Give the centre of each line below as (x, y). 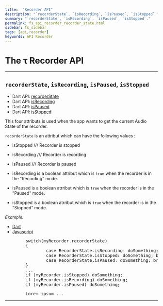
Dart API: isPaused (31, 106)
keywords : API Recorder (29, 37)
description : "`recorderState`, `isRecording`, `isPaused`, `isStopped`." (82, 14)
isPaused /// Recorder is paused (44, 164)
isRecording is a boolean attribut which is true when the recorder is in (82, 173)
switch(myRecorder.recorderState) (66, 241)
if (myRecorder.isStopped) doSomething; (74, 275)
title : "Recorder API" (29, 9)
